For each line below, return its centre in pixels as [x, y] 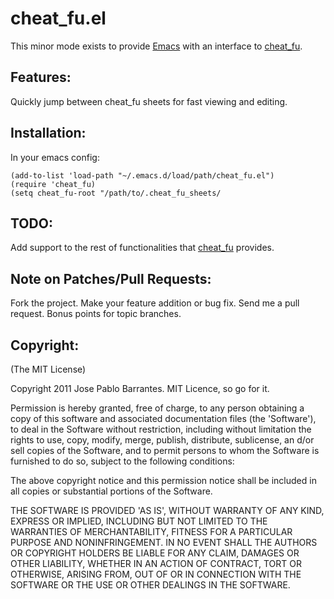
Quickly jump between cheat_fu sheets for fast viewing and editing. [149, 101]
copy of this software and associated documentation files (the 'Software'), [163, 418]
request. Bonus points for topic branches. [96, 314]
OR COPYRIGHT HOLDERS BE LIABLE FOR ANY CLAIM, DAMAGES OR [155, 553]
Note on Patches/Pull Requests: [111, 278]
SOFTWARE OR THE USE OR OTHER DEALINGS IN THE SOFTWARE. [150, 585]
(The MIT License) [48, 369]
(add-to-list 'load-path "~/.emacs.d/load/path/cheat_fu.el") [142, 175]
